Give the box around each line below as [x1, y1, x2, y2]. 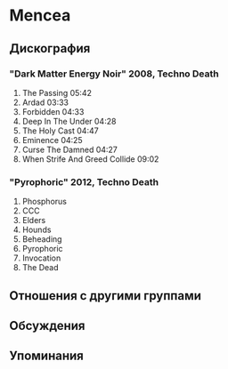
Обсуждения [9, 317, 85, 333]
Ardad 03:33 [21, 97, 69, 108]
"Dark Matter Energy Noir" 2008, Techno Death [9, 68, 220, 80]
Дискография [9, 41, 91, 56]
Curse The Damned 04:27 [21, 144, 118, 155]
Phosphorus [21, 197, 67, 207]
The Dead [21, 262, 60, 273]
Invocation [21, 253, 61, 263]
